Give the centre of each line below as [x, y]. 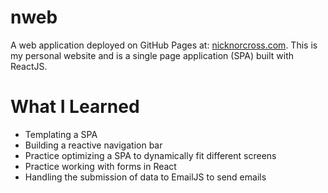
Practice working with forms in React [100, 166]
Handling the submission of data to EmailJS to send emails [145, 177]
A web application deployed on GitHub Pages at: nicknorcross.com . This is [164, 45]
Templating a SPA [61, 134]
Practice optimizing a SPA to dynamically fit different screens [150, 155]
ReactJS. [29, 66]
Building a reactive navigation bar [93, 145]
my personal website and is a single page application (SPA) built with [152, 55]
